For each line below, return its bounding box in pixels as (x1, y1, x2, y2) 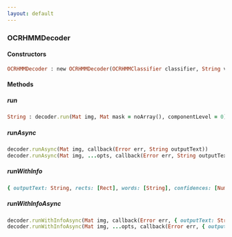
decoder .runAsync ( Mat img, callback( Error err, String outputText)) (7, 146, 209, 153)
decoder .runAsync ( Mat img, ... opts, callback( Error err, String (7, 152, 196, 159)
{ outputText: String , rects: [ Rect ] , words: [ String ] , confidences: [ (7, 184, 217, 191)
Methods (7, 80, 34, 88)
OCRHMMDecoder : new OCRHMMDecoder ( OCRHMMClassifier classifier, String (7, 65, 221, 73)
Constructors (7, 50, 47, 59)
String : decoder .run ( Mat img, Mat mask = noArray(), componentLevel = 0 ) (7, 113, 227, 121)
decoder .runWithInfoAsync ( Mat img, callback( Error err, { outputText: (7, 217, 215, 224)
